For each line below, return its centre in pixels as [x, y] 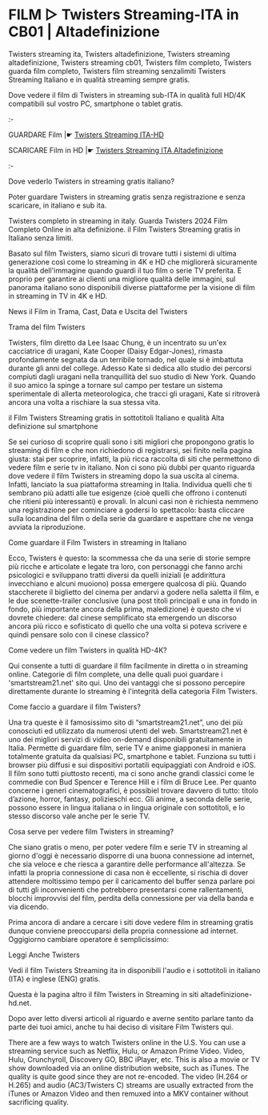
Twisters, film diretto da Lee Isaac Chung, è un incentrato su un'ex [118, 342]
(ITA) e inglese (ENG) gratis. [54, 979]
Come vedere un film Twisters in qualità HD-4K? [88, 650]
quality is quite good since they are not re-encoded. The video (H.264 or [128, 1077]
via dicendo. [29, 907]
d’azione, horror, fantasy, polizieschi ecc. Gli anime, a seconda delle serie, [130, 798]
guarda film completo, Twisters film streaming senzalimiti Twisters [117, 71]
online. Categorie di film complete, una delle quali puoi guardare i [116, 674]
